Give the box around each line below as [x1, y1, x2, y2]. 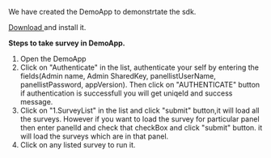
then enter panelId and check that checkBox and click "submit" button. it [19, 123, 263, 132]
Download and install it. [8, 23, 87, 32]
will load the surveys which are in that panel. [19, 131, 169, 141]
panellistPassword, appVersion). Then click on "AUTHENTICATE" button [19, 80, 260, 89]
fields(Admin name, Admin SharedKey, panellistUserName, [19, 71, 217, 80]
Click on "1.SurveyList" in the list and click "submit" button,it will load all [19, 105, 260, 115]
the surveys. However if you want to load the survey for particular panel [19, 114, 260, 124]
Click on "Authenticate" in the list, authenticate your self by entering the [19, 62, 260, 72]
